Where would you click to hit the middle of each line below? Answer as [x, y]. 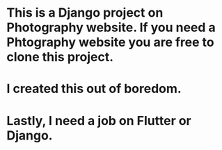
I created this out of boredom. [94, 89]
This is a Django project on [85, 13]
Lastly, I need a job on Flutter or [99, 120]
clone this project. [60, 57]
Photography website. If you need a [111, 27]
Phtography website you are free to [110, 42]
